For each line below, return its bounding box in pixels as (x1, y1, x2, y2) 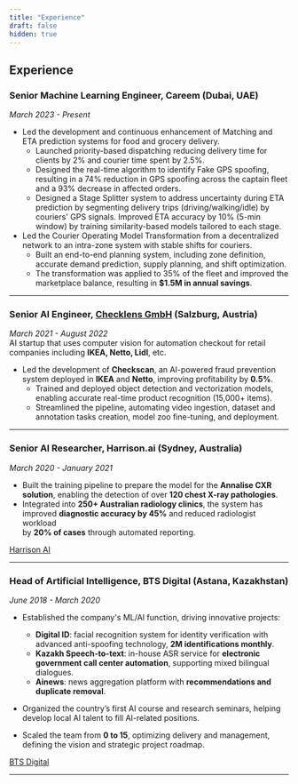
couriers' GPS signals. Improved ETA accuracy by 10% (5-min (35, 212, 262, 222)
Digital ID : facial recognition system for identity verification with (35, 628, 269, 640)
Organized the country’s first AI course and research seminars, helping (21, 703, 281, 714)
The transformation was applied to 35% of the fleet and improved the (35, 268, 289, 279)
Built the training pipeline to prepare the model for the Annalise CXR (21, 479, 272, 490)
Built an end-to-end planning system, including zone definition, (35, 250, 266, 260)
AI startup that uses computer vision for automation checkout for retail (9, 338, 266, 348)
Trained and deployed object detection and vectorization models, (35, 383, 274, 394)
